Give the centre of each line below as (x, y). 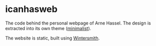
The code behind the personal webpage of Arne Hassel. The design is (78, 23)
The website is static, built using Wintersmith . (53, 38)
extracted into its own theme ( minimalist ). (48, 28)
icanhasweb (32, 9)
